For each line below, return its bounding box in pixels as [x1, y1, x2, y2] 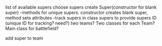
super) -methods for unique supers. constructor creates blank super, [5, 9, 148, 15]
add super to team [5, 35, 44, 41]
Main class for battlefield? [5, 25, 59, 31]
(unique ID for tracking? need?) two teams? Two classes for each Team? [5, 20, 155, 26]
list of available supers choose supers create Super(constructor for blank [5, 4, 157, 10]
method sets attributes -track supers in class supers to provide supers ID [5, 15, 157, 20]
